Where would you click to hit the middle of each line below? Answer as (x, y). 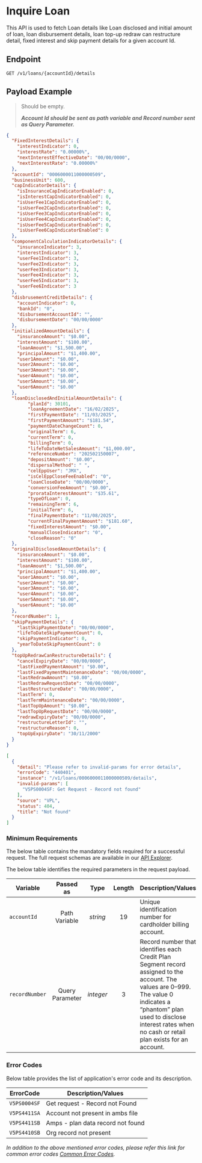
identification (158, 910)
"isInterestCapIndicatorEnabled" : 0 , (64, 197)
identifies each (161, 949)
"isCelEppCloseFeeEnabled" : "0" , (70, 477)
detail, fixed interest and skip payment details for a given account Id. (91, 40)
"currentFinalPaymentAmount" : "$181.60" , (81, 521)
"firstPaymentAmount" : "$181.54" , (71, 421)
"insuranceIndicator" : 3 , (50, 247)
